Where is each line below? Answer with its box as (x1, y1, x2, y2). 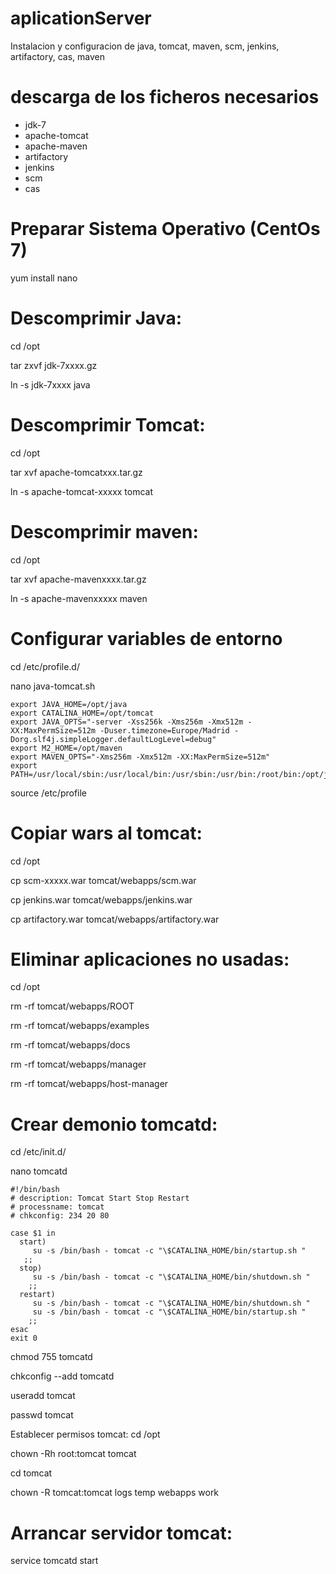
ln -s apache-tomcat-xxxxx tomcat (10, 485, 154, 497)
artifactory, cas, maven (10, 50, 105, 62)
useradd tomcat (10, 1390, 76, 1402)
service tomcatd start (10, 1555, 99, 1567)
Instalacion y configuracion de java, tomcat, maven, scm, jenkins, (10, 40, 280, 52)
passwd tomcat (10, 1409, 74, 1421)
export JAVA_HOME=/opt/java (10, 699, 128, 709)
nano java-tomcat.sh (10, 680, 96, 692)
